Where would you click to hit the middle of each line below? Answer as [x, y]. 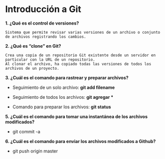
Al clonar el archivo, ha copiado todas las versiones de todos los [78, 64]
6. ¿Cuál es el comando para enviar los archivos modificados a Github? [80, 141]
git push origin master [35, 151]
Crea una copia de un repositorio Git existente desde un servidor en [80, 55]
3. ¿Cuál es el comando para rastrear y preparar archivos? [67, 77]
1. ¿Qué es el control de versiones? [42, 23]
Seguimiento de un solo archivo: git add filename [64, 87]
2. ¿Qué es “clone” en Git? [33, 46]
